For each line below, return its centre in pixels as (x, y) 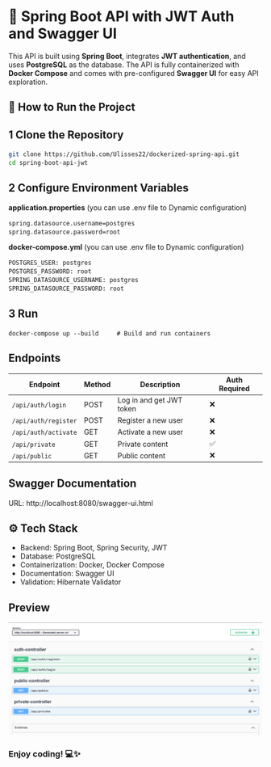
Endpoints (35, 358)
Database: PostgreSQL (58, 556)
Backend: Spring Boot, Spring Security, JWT (94, 548)
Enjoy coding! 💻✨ (44, 753)
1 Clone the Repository (66, 135)
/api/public (32, 456)
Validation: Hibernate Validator (71, 582)
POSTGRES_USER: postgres (50, 263)
